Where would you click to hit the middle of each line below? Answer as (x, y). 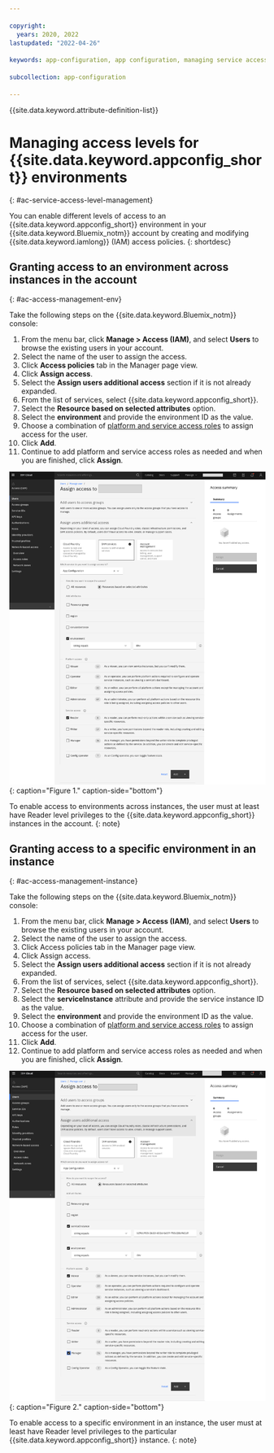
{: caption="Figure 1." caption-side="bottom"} (86, 790)
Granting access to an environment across (119, 267)
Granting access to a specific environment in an (133, 849)
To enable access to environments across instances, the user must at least (134, 806)
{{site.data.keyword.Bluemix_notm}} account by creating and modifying (129, 233)
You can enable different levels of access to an (88, 215)
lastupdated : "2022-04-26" (55, 43)
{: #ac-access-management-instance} (74, 881)
